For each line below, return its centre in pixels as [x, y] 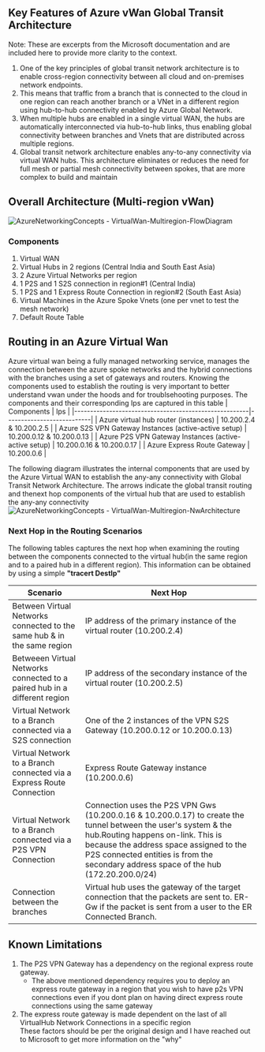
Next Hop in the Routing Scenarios [75, 530]
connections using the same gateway [92, 1005]
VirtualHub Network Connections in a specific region [105, 1022]
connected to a [40, 678]
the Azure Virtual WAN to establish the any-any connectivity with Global [125, 477]
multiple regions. [47, 143]
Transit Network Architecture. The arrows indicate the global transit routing [130, 485]
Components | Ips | [39, 411]
